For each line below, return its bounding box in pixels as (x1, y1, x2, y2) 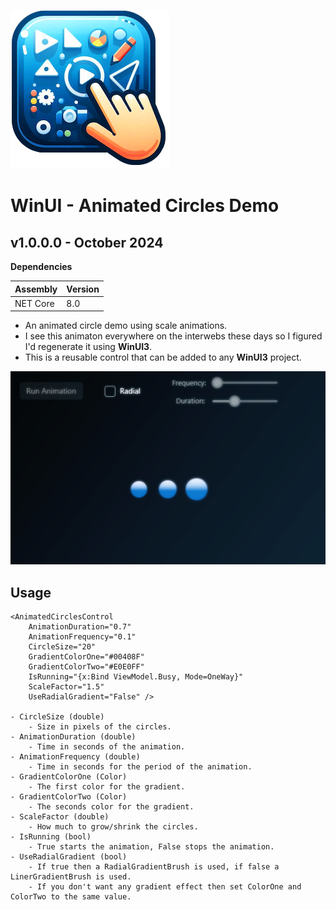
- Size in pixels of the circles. (28, 722, 172, 732)
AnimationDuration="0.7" (28, 622, 132, 632)
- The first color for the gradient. (28, 782, 186, 792)
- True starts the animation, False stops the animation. (28, 842, 275, 852)
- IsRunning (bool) (10, 832, 92, 842)
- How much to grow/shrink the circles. (28, 822, 199, 832)
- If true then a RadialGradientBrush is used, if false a (28, 862, 280, 872)
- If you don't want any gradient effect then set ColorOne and (28, 882, 302, 892)
